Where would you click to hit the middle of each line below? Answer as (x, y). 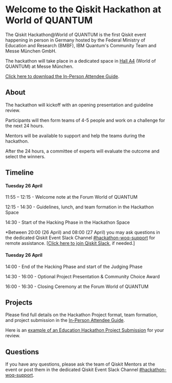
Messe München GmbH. (31, 51)
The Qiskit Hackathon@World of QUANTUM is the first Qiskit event (76, 34)
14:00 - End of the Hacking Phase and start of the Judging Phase (74, 266)
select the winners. (25, 156)
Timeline (20, 173)
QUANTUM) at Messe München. (39, 66)
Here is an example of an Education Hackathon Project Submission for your (85, 330)
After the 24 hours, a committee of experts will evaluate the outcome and (82, 151)
